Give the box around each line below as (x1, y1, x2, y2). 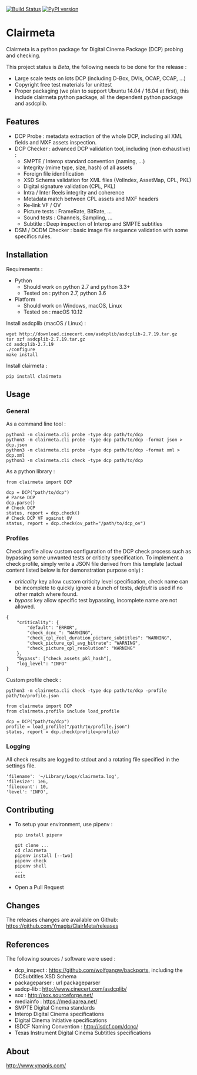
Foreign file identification (23, 170, 84, 177)
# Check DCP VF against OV (6, 516, 72, 522)
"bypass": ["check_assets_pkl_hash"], (16, 655, 112, 661)
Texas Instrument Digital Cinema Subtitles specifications (14, 1029, 151, 1037)
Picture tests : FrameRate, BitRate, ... (23, 207, 112, 215)
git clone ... (14, 842, 49, 848)
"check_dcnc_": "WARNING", (27, 629, 94, 636)
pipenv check (14, 858, 47, 863)
